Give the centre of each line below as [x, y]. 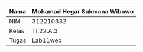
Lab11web [47, 40]
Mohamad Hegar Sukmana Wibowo [83, 11]
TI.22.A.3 [45, 31]
